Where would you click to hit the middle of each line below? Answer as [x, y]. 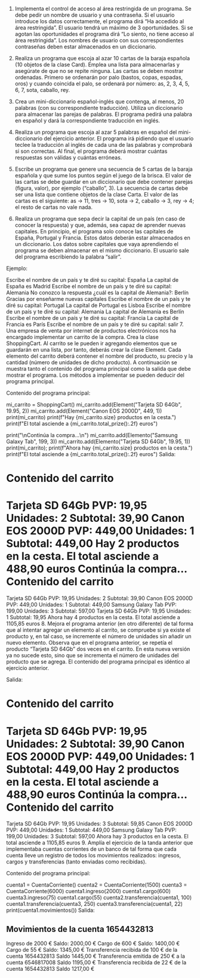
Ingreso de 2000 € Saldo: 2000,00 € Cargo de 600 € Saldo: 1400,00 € [93, 943]
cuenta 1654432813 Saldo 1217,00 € [50, 969]
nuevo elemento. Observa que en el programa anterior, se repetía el [90, 643]
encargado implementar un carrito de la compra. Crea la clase [83, 337]
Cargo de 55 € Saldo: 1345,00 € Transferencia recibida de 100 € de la [92, 950]
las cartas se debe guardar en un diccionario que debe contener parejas [104, 182]
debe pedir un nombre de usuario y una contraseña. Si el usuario [95, 15]
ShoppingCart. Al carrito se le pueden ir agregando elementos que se [92, 343]
